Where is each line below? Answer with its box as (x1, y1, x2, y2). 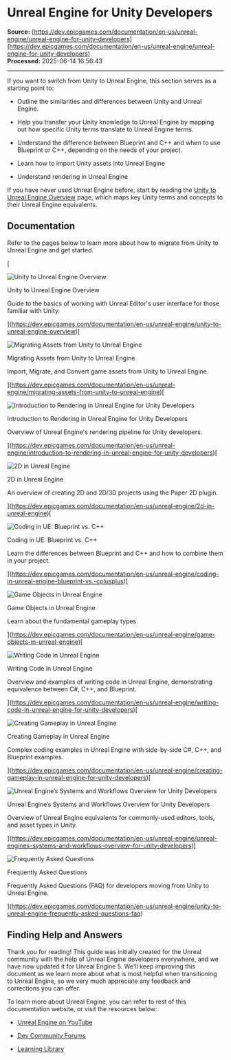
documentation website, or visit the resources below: (7, 1004, 157, 1013)
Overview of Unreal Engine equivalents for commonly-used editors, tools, (7, 813, 215, 821)
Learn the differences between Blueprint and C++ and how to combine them (7, 549, 223, 557)
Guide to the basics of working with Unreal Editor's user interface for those (7, 299, 220, 307)
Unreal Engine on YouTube (16, 1018, 93, 1026)
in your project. (7, 556, 50, 565)
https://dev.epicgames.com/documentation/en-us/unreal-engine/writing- (11, 698, 219, 706)
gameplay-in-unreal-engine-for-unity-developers (7, 773, 146, 781)
